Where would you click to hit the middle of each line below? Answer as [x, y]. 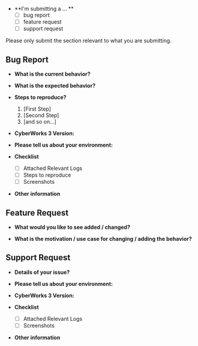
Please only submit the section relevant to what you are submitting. [88, 41]
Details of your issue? [42, 272]
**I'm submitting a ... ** [44, 9]
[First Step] [37, 109]
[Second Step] [41, 115]
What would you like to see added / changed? [72, 227]
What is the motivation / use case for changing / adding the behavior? [103, 239]
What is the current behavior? [52, 74]
